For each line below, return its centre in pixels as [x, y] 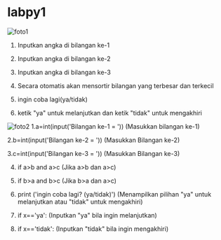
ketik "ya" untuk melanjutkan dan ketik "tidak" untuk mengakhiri [109, 113]
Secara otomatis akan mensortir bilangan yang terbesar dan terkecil [115, 85]
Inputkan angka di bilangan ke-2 [64, 58]
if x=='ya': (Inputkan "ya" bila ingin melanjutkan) [87, 215]
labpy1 [27, 12]
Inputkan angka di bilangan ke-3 [64, 72]
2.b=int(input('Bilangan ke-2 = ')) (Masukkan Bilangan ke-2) [94, 140]
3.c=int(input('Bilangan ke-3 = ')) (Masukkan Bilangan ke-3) [94, 153]
